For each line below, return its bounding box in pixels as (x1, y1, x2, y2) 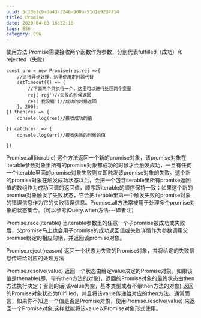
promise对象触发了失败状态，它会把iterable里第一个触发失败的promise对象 (6, 191, 191, 199)
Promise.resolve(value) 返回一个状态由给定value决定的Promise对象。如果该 (6, 268, 193, 275)
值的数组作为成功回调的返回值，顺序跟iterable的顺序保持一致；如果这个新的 (6, 184, 193, 191)
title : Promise (6, 14, 44, 20)
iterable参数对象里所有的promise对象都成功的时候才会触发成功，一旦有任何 (6, 161, 192, 169)
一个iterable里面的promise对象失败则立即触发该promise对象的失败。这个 (6, 169, 186, 176)
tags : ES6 (6, 25, 31, 32)
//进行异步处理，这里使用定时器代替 (17, 74, 94, 80)
